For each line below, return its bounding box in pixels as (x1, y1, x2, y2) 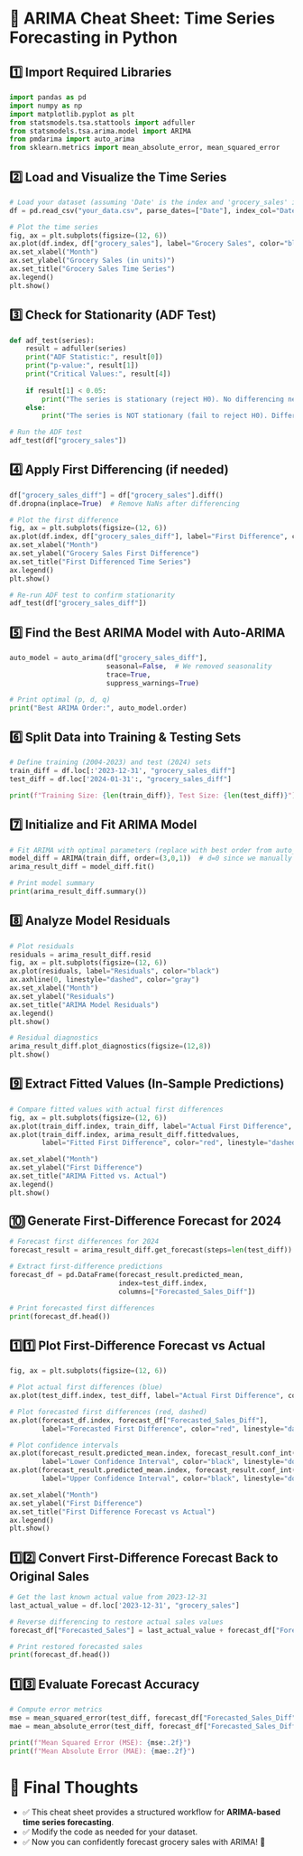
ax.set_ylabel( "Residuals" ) (9, 992, 115, 1001)
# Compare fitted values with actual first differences (9, 1105, 224, 1114)
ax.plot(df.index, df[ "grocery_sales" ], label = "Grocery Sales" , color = (9, 239, 284, 248)
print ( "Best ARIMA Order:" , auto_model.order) (9, 704, 188, 713)
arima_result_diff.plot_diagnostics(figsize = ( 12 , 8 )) (9, 1042, 212, 1051)
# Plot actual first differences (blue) (9, 1383, 164, 1392)
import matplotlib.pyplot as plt (9, 109, 135, 118)
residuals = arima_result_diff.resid (9, 950, 151, 959)
